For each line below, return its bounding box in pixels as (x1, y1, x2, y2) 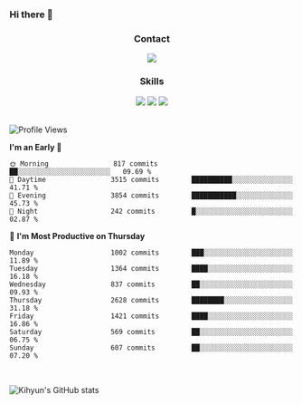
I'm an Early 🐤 (9, 141, 62, 152)
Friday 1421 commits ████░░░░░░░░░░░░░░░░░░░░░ (9, 312, 294, 321)
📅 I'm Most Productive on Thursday (9, 230, 146, 241)
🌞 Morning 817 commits (9, 159, 158, 168)
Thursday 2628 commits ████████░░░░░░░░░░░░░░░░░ (9, 295, 294, 304)
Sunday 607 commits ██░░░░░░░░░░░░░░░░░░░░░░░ (9, 343, 294, 352)
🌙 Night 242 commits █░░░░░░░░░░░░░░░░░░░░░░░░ (9, 207, 294, 216)
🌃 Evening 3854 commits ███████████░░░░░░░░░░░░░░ (9, 190, 294, 200)
